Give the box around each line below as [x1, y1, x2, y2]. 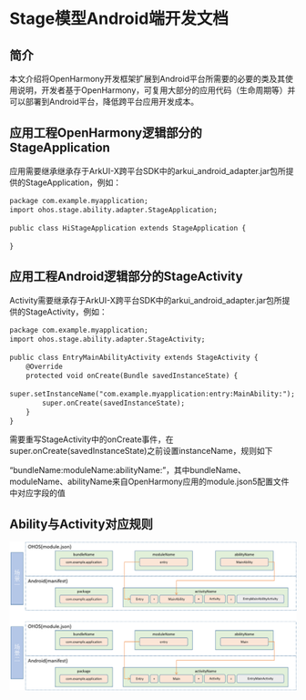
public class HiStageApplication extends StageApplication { [9, 223, 247, 232]
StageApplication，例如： [25, 177, 121, 188]
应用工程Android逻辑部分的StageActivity [9, 269, 243, 284]
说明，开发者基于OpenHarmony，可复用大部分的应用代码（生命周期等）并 [16, 85, 296, 96]
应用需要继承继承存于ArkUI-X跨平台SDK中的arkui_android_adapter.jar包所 [9, 165, 287, 176]
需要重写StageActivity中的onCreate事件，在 [9, 434, 175, 445]
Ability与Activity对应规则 [9, 517, 153, 532]
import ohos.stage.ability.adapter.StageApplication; [9, 205, 219, 214]
